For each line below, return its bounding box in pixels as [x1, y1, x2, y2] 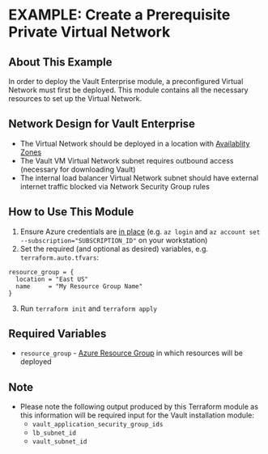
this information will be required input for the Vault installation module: [19, 410, 255, 420]
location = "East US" [15, 275, 89, 283]
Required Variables [8, 327, 107, 341]
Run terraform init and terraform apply [19, 303, 158, 313]
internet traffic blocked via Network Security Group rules [19, 181, 211, 191]
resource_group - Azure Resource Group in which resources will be [19, 348, 244, 358]
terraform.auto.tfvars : [19, 252, 100, 262]
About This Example [8, 55, 113, 69]
